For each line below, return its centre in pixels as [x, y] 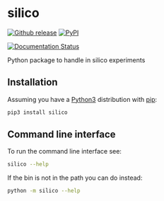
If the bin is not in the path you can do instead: [75, 178]
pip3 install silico [38, 112]
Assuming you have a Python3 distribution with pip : [82, 99]
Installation [33, 82]
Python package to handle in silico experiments [76, 60]
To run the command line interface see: [65, 151]
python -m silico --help [44, 191]
